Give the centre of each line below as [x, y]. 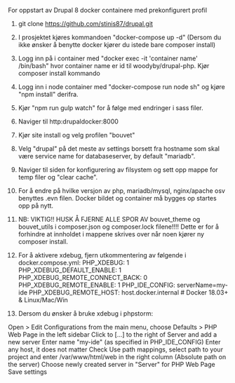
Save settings [28, 372]
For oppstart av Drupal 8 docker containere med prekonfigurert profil [108, 10]
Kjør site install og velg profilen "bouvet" [76, 135]
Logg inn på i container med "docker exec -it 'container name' [108, 58]
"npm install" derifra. [48, 94]
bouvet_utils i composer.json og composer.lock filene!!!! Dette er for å [119, 227]
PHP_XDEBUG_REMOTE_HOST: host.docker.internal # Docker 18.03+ [128, 293]
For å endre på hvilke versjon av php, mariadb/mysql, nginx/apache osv [121, 191]
